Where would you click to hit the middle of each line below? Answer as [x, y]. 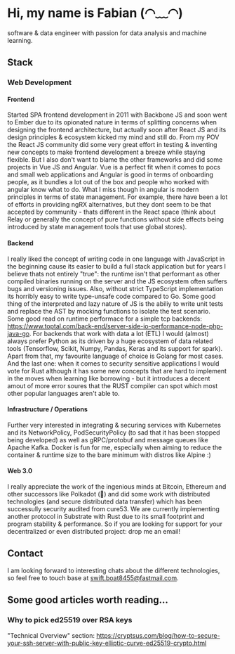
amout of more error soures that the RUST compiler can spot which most [113, 385]
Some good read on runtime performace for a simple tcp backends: [105, 319]
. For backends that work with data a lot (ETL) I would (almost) [119, 333]
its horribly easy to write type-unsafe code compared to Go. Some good [112, 296]
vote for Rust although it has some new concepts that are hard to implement [117, 371]
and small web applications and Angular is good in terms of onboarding [110, 174]
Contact [25, 554]
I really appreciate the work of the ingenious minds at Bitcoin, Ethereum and [117, 487]
